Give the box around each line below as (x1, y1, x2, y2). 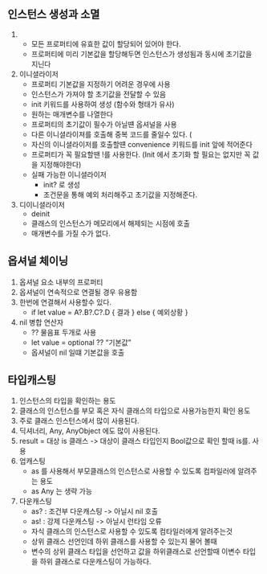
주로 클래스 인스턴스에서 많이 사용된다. (18, 416, 140, 426)
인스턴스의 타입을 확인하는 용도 (18, 396, 116, 406)
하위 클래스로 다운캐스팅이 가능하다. (39, 557, 152, 567)
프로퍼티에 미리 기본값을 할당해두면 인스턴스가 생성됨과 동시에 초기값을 (30, 49, 253, 59)
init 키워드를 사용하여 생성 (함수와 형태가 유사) (30, 99, 175, 109)
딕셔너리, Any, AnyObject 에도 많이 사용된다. (18, 426, 161, 436)
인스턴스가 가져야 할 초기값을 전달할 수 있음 (30, 89, 166, 99)
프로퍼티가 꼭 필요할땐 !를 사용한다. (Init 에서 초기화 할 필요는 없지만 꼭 (30, 150, 251, 159)
